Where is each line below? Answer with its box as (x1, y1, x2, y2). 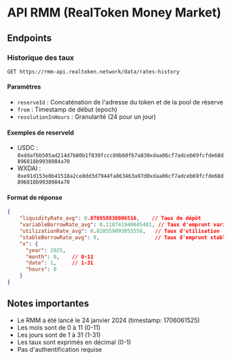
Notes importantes (7, 297, 89, 310)
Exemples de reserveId (7, 128, 74, 137)
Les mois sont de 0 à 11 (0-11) (16, 323, 101, 331)
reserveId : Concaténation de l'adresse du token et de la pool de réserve (16, 98, 223, 106)
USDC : (16, 144, 38, 152)
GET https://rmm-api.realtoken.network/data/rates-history (7, 68, 180, 75)
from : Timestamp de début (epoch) (16, 105, 118, 114)
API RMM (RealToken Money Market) (7, 5, 221, 21)
